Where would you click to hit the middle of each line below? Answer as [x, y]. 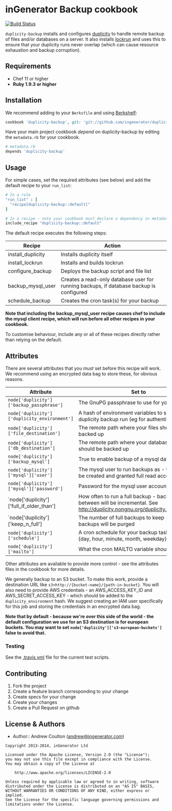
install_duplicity [26, 255]
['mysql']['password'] [35, 489]
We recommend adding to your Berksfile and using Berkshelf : [71, 113]
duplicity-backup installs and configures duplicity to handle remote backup [85, 33]
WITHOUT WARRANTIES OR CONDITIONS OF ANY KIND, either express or [78, 790]
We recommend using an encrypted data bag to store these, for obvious [81, 374]
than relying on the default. [34, 340]
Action [113, 246]
